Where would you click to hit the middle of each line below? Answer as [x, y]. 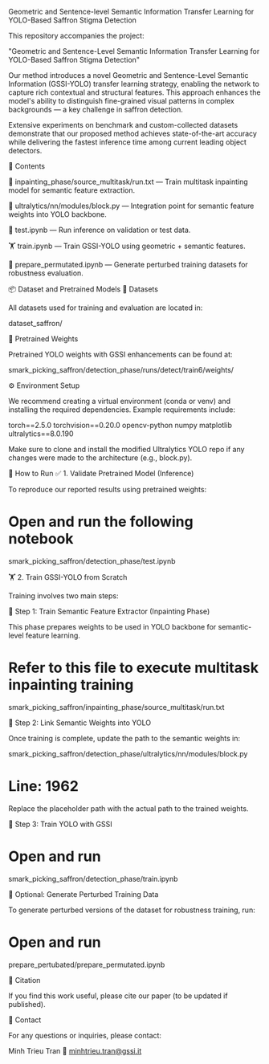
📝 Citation [24, 980]
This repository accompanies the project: [76, 36]
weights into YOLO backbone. [57, 214]
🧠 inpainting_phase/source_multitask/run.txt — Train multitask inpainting [128, 181]
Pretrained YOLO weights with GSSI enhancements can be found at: [120, 354]
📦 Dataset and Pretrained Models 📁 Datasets [84, 289]
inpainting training [71, 685]
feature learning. [53, 635]
